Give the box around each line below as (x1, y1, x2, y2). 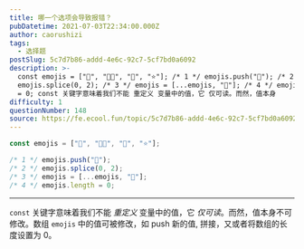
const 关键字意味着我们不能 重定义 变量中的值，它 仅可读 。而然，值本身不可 (9, 206, 292, 217)
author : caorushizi (9, 30, 83, 39)
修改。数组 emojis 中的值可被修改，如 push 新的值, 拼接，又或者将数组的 (9, 218, 280, 229)
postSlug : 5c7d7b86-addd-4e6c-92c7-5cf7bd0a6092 (9, 55, 196, 64)
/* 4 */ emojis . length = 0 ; (9, 180, 116, 190)
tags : (9, 38, 30, 48)
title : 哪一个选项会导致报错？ (9, 13, 112, 23)
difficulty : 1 (9, 97, 63, 107)
